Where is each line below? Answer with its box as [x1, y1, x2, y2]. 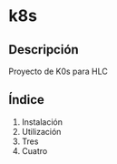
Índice [8, 92, 44, 108]
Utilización [21, 126, 62, 137]
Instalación [21, 116, 63, 128]
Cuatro [21, 145, 48, 156]
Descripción [8, 42, 79, 57]
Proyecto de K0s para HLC [8, 66, 108, 77]
